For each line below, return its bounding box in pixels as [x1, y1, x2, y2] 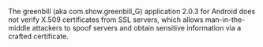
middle [8, 23, 31, 32]
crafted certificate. [8, 31, 69, 41]
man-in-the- [205, 15, 246, 24]
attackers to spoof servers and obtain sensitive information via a [32, 23, 242, 32]
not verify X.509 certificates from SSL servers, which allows [8, 15, 204, 24]
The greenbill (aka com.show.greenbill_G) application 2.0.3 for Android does [8, 7, 256, 16]
